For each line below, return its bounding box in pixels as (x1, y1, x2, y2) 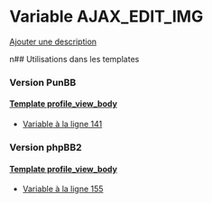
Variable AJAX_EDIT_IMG (9, 6, 204, 27)
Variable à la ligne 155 (22, 183, 104, 195)
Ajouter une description (9, 36, 97, 47)
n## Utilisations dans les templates (9, 53, 140, 64)
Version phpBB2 (9, 141, 83, 153)
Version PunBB (9, 76, 77, 88)
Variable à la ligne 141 (22, 119, 103, 130)
